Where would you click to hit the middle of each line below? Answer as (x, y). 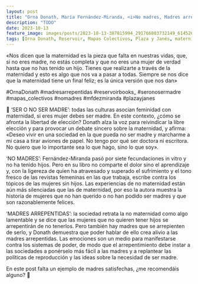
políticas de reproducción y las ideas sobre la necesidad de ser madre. (92, 257)
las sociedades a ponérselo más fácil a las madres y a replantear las (89, 251)
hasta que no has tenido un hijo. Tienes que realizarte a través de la (88, 68)
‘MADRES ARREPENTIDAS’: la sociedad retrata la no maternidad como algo (97, 213)
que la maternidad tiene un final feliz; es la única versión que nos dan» (92, 81)
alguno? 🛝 (18, 275)
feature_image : (25, 34)
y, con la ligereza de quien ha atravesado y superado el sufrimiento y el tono (99, 171)
